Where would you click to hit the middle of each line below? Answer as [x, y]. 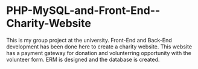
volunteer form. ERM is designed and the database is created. [83, 59]
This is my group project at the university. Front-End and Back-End [89, 40]
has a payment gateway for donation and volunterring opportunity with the [99, 53]
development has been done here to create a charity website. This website [99, 47]
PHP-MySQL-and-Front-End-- [83, 11]
